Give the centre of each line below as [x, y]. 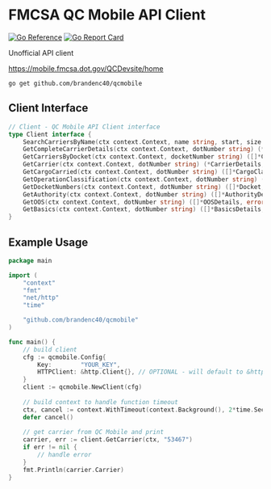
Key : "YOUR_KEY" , [79, 365]
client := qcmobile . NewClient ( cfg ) [83, 387]
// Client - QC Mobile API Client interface [84, 127]
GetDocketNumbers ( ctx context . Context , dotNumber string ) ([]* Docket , [144, 187]
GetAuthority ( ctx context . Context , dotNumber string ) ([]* [124, 194]
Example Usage [48, 242]
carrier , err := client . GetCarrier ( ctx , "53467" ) [108, 440]
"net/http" [41, 298]
